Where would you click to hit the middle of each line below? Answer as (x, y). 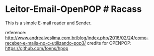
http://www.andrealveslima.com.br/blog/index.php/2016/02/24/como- (77, 38)
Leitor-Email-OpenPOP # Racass (74, 9)
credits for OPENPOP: (109, 43)
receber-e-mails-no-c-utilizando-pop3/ (45, 43)
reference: (16, 32)
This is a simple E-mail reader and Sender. (48, 23)
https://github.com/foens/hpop (37, 48)
